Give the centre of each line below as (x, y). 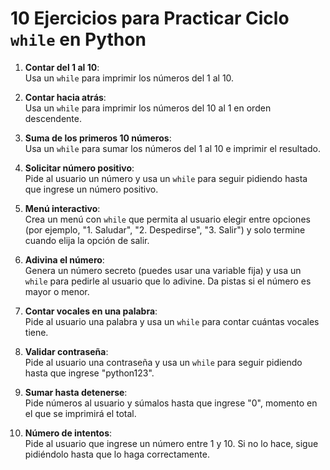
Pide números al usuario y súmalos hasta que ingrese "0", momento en (171, 403)
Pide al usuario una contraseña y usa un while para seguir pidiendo (163, 362)
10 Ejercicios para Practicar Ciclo (150, 18)
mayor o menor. (57, 291)
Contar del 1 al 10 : (62, 67)
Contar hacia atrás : (65, 97)
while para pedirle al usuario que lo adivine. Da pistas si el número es (168, 281)
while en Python (78, 39)
